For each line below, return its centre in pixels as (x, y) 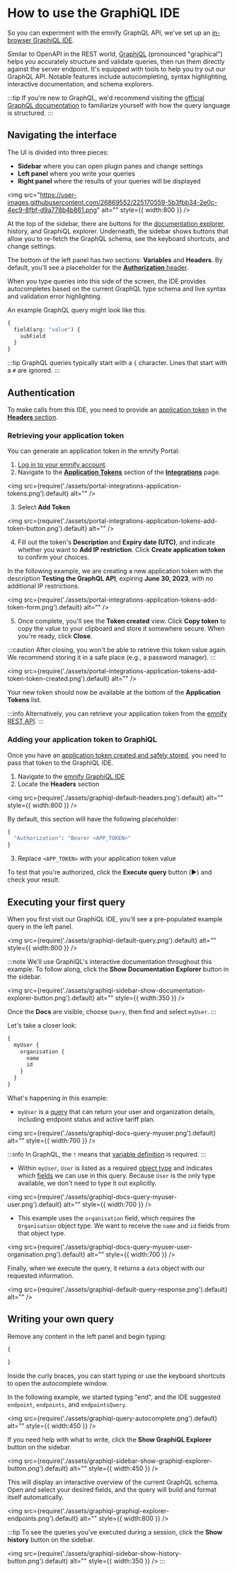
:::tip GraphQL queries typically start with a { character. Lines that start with (117, 363)
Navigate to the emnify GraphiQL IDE (71, 776)
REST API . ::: (25, 722)
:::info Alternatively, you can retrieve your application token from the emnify (117, 714)
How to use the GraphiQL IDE (94, 13)
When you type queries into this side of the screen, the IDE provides (107, 281)
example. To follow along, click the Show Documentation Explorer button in (118, 969)
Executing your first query (67, 902)
